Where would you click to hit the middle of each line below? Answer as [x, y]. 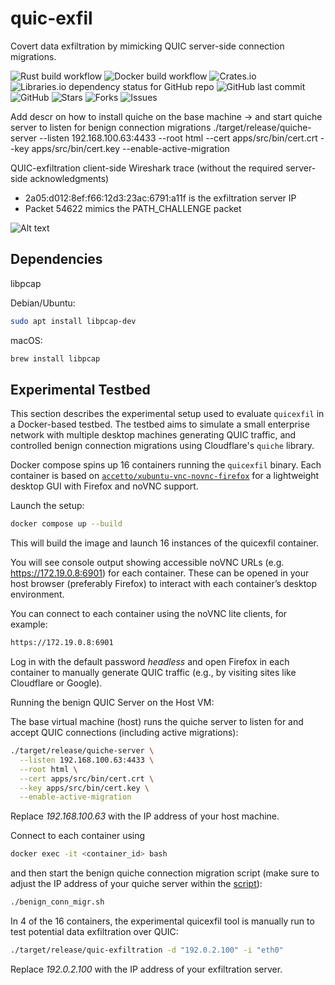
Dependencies [56, 259]
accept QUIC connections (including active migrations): [124, 733]
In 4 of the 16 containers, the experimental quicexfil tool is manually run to [162, 921]
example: [29, 624]
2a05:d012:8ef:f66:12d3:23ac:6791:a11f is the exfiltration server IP [160, 198]
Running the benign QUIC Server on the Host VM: [112, 703]
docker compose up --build [66, 524]
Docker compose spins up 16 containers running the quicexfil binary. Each [166, 465]
